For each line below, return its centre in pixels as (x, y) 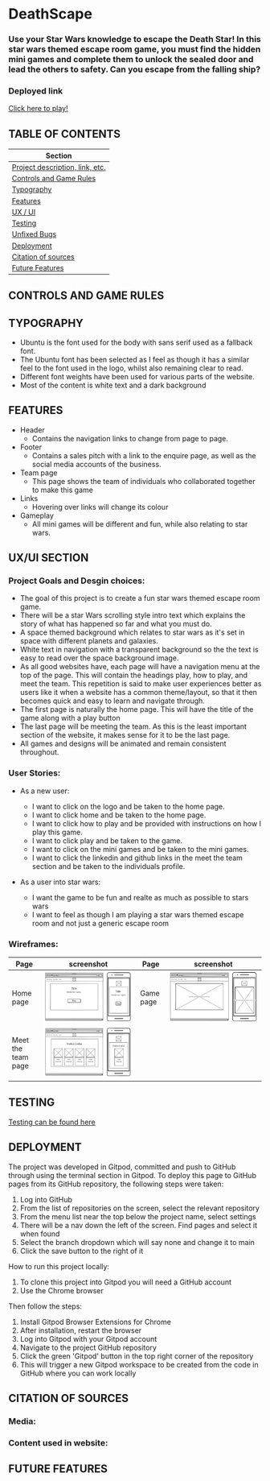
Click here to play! (38, 109)
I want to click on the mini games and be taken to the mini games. (140, 849)
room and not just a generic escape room (100, 923)
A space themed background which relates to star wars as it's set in (132, 632)
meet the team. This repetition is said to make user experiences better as (141, 684)
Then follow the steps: (45, 1306)
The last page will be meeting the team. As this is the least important (133, 726)
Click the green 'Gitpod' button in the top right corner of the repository (137, 1356)
